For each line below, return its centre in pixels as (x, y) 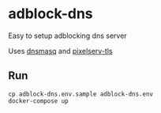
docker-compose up (38, 101)
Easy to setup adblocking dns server (68, 36)
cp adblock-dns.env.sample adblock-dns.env (81, 94)
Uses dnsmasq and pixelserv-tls (60, 51)
